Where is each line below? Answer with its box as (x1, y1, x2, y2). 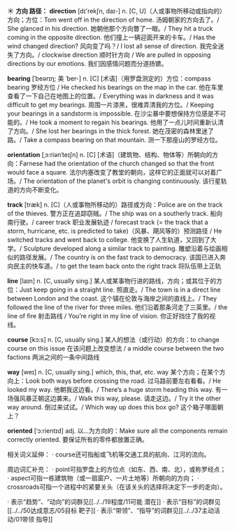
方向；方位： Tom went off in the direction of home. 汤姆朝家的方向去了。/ (7, 15, 220, 24)
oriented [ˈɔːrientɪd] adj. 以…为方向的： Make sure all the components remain (7, 427, 228, 435)
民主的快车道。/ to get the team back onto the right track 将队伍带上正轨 (13, 262, 222, 270)
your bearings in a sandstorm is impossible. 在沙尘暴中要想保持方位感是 (7, 109, 215, 118)
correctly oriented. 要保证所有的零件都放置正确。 (7, 435, 148, 444)
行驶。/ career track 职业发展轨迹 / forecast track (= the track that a (13, 218, 208, 226)
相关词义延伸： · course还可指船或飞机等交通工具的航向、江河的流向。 (7, 450, 211, 458)
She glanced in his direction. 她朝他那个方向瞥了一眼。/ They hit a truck (7, 25, 213, 32)
